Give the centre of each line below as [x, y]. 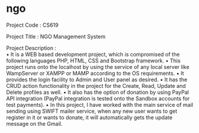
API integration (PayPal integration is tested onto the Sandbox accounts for [98, 98]
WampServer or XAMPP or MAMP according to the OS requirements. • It [95, 73]
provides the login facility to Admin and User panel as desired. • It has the [97, 80]
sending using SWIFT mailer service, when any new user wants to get [92, 111]
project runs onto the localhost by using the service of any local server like [98, 66]
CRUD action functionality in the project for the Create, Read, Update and [96, 85]
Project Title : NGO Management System [56, 36]
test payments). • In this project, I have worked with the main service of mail [100, 104]
